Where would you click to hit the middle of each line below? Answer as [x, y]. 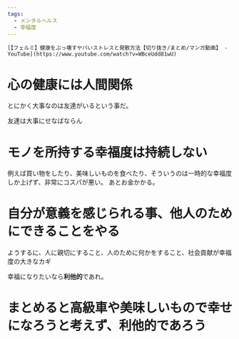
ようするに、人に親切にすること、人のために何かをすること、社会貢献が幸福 [119, 253]
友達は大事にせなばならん [45, 121]
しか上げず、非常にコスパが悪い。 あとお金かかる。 [83, 182]
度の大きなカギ [29, 261]
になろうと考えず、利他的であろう [107, 326]
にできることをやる [63, 231]
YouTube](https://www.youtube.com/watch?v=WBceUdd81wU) [92, 54]
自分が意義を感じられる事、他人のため [120, 214]
